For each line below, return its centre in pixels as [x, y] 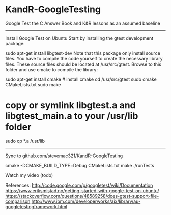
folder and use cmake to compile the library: [52, 69]
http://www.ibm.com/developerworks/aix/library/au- [86, 201]
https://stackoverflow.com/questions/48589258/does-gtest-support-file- [82, 196]
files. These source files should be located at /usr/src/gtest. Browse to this [83, 64]
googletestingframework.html [36, 206]
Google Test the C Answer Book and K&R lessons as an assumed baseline [83, 23]
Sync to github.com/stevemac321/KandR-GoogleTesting [64, 156]
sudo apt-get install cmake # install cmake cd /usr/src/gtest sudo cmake [81, 79]
